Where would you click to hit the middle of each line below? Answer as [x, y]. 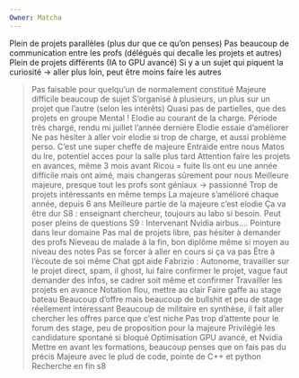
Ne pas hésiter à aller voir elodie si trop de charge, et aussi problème [159, 136]
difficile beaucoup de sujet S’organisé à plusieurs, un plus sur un [151, 99]
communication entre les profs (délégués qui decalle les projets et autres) [146, 53]
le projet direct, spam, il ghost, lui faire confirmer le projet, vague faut [159, 270]
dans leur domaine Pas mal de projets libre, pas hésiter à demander [156, 232]
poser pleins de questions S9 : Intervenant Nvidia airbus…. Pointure [156, 223]
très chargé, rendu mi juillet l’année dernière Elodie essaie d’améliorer [160, 127]
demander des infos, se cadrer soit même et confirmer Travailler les [157, 280]
